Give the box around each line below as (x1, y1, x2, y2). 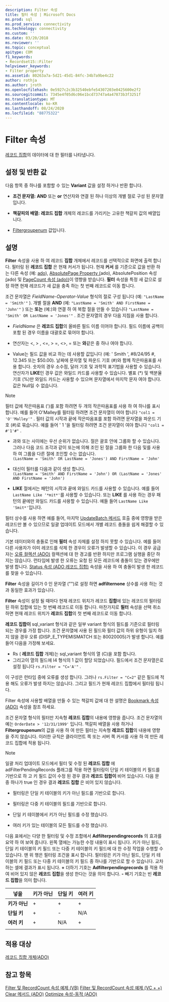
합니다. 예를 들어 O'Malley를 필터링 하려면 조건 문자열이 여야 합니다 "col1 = (5, 410, 155, 416)
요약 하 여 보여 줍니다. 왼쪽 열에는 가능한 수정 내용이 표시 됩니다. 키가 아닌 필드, (5, 839, 161, 845)
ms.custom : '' (5, 31, 35, 36)
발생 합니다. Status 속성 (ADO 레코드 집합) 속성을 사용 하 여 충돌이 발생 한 (5, 564, 150, 570)
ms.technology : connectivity (5, 26, 67, 31)
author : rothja (5, 78, 37, 83)
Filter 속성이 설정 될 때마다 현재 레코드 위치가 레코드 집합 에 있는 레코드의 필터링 (5, 598, 161, 604)
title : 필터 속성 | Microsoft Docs (5, 12, 76, 17)
